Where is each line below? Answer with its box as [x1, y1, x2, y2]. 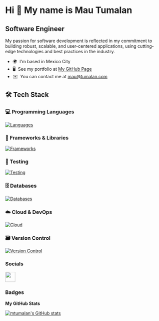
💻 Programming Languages [5, 108, 74, 115]
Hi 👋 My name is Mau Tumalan [5, 5, 132, 16]
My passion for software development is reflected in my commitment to [5, 38, 152, 44]
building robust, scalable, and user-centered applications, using [5, 43, 136, 49]
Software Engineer [5, 25, 65, 33]
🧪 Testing [5, 158, 29, 165]
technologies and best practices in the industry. [16, 49, 115, 54]
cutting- [137, 43, 154, 49]
